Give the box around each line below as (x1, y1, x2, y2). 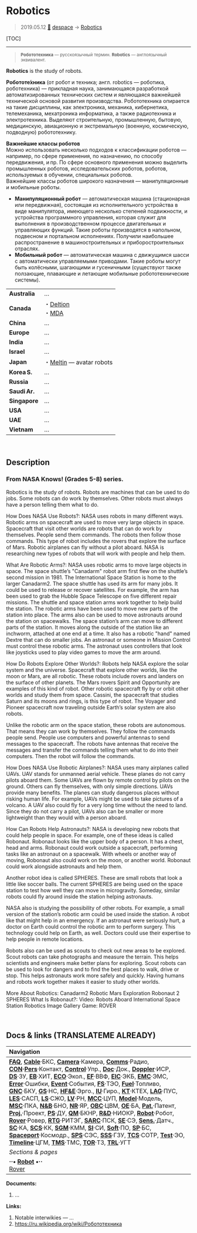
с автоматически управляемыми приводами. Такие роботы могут (14, 257, 181, 264)
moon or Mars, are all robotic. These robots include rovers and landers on (6, 672, 184, 679)
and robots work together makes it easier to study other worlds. (6, 978, 160, 985)
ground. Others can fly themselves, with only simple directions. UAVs (6, 783, 173, 790)
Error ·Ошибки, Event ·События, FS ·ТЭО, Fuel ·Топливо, (9, 1080, 161, 1088)
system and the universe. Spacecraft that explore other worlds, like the (6, 666, 178, 674)
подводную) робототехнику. (6, 128, 77, 136)
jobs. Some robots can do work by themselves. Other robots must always (6, 495, 184, 502)
